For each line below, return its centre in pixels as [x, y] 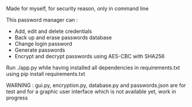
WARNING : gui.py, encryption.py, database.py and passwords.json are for [96, 85]
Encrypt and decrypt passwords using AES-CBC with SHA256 [90, 56]
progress [17, 98]
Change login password [43, 44]
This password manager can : [42, 20]
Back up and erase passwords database [63, 37]
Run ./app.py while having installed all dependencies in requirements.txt [93, 68]
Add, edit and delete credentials [53, 31]
